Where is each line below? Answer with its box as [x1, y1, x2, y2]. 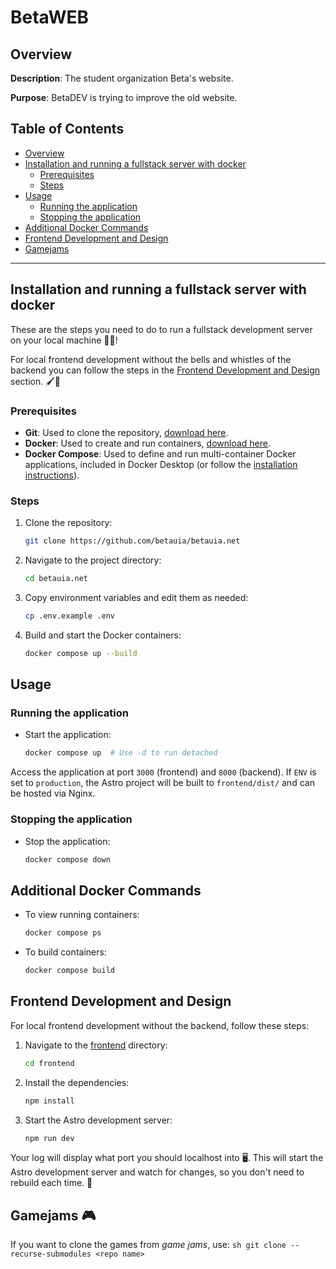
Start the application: [24, 729, 112, 741]
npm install [24, 1096, 75, 1106]
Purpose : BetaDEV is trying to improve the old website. [10, 92, 238, 103]
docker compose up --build [24, 648, 138, 658]
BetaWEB [10, 6, 90, 29]
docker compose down [24, 854, 111, 865]
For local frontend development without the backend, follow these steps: [10, 1019, 310, 1031]
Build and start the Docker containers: [24, 629, 182, 641]
